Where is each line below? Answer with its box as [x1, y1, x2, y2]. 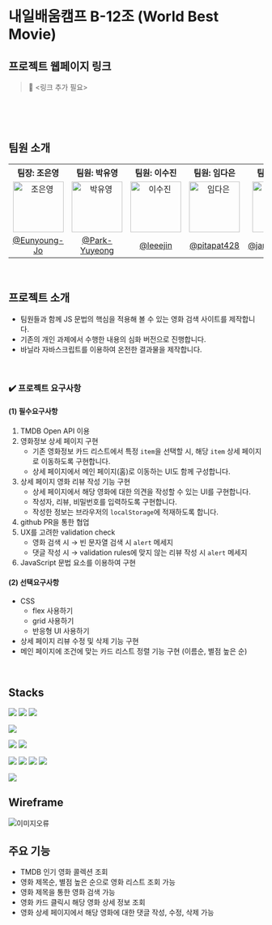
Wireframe [8, 795, 64, 810]
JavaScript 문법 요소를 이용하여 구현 [19, 557, 136, 567]
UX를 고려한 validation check [19, 527, 116, 537]
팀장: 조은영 [17, 167, 59, 178]
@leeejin [138, 240, 172, 251]
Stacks [8, 686, 45, 700]
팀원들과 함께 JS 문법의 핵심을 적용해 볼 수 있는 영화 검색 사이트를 [19, 313, 227, 324]
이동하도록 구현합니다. [40, 456, 111, 466]
